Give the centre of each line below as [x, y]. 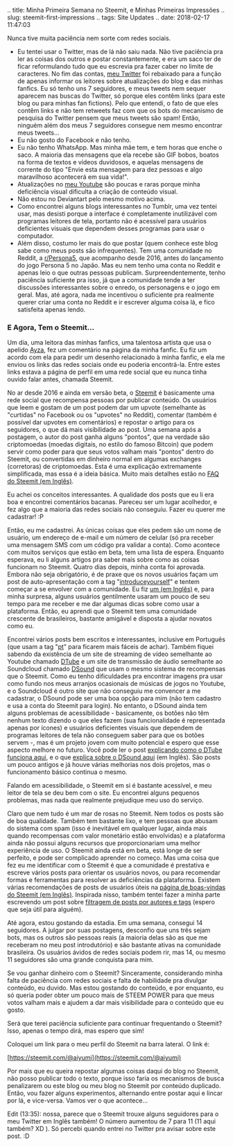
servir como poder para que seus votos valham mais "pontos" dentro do [110, 452]
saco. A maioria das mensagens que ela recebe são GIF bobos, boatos [118, 155]
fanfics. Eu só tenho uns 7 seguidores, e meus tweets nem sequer [112, 88]
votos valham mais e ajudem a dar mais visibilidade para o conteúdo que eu [115, 1003]
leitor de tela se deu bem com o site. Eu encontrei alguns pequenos [103, 793]
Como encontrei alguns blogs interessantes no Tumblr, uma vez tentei [117, 206]
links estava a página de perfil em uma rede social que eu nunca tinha [107, 372]
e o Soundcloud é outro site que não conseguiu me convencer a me [104, 691]
